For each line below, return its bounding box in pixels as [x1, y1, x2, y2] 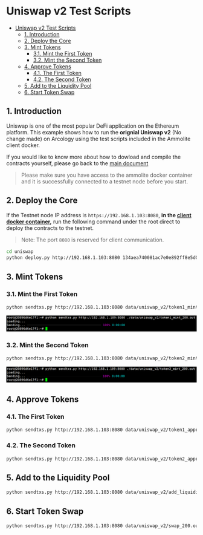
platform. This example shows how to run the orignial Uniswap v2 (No [6, 128, 182, 136]
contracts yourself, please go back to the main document [6, 159, 149, 167]
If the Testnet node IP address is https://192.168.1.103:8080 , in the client [6, 211, 192, 218]
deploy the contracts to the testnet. [6, 224, 94, 231]
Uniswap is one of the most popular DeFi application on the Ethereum [6, 122, 179, 130]
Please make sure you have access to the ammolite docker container [21, 171, 193, 179]
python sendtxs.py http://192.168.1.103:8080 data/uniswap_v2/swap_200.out [6, 522, 201, 529]
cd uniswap [6, 248, 34, 255]
